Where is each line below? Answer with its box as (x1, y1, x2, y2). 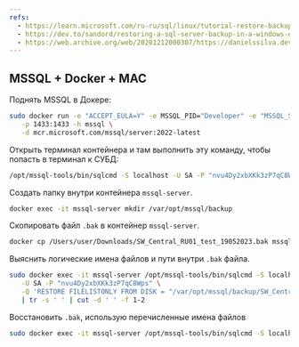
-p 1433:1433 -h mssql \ (20, 119, 114, 129)
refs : (9, 12, 29, 22)
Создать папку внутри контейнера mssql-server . (9, 187, 193, 198)
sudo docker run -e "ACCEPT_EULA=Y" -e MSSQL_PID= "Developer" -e (9, 112, 256, 121)
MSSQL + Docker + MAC (9, 70, 147, 85)
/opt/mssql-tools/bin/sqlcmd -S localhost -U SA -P (9, 171, 205, 180)
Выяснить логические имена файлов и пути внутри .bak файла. (9, 254, 251, 264)
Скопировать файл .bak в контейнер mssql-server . (9, 220, 200, 231)
